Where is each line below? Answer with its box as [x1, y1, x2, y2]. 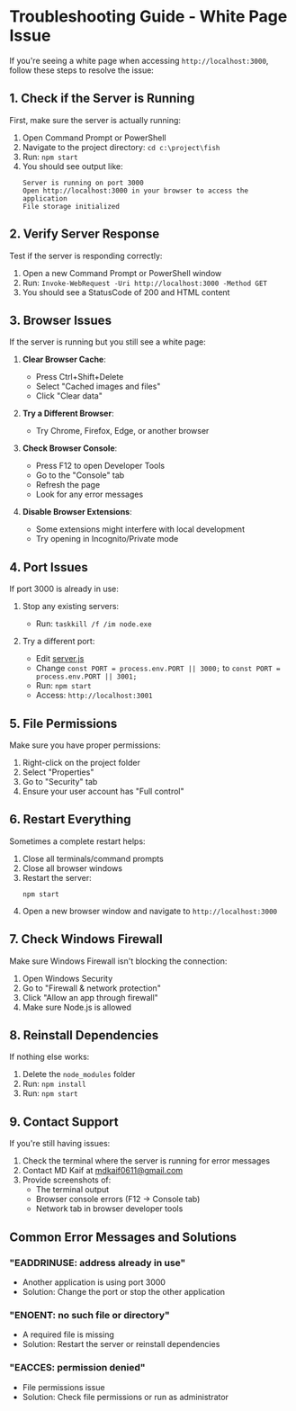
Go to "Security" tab [22, 777, 98, 786]
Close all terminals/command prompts [22, 853, 164, 864]
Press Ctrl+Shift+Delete [35, 372, 124, 382]
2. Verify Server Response [9, 227, 160, 242]
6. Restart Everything [9, 812, 131, 827]
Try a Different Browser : [22, 408, 114, 419]
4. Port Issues [9, 560, 88, 575]
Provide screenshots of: [22, 1174, 112, 1185]
